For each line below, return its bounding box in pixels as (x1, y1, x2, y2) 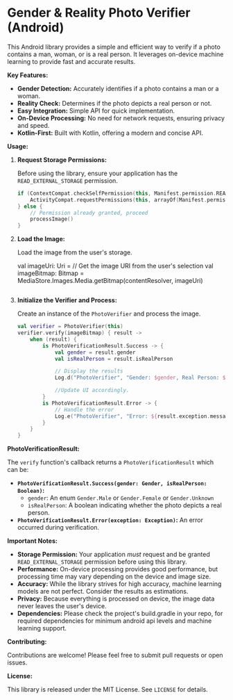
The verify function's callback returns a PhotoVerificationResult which (7, 458, 214, 466)
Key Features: (7, 71, 49, 79)
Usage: (7, 142, 29, 150)
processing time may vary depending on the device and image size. (17, 572, 212, 581)
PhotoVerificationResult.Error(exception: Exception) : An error (17, 516, 203, 524)
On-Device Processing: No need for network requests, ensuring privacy (17, 113, 225, 122)
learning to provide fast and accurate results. (7, 57, 136, 65)
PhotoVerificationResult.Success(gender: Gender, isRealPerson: (17, 480, 207, 487)
